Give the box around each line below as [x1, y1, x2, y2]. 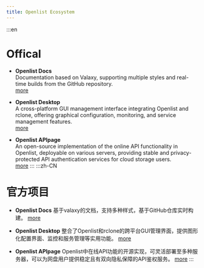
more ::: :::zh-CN [15, 162, 57, 169]
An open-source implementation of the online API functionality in [15, 143, 178, 150]
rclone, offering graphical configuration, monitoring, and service [15, 111, 177, 119]
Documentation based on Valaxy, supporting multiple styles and [15, 74, 175, 81]
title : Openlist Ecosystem [6, 9, 75, 15]
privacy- [170, 149, 192, 156]
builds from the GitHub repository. [27, 80, 113, 87]
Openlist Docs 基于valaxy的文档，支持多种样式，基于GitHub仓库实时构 [15, 206, 194, 214]
